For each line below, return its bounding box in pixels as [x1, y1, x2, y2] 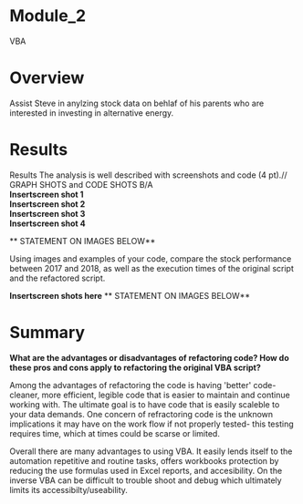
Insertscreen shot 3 [9, 208, 86, 219]
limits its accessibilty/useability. [9, 484, 128, 495]
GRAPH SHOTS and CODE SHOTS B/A [9, 179, 153, 190]
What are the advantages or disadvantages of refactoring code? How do [9, 352, 289, 363]
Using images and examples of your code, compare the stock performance [9, 252, 292, 264]
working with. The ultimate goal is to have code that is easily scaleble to [9, 398, 280, 410]
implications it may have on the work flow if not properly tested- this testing [9, 418, 294, 429]
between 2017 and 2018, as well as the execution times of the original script [9, 262, 294, 273]
